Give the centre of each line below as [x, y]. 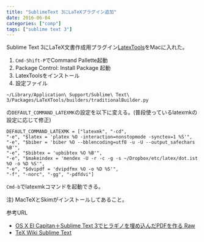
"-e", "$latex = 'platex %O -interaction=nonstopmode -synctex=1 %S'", [99, 137]
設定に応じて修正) [29, 120]
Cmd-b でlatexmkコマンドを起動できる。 [55, 187]
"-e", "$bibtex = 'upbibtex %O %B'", [54, 153]
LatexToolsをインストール [47, 76]
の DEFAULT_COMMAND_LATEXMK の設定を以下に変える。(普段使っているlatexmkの [102, 112]
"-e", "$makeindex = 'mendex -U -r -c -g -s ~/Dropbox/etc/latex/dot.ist [102, 159]
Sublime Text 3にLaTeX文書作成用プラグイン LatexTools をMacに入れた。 [97, 47]
